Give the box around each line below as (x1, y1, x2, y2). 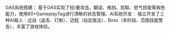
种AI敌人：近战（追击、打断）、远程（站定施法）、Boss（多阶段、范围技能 (5, 17, 159, 23)
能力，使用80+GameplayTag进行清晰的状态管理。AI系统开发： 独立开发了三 (5, 11, 165, 17)
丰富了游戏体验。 (16, 23, 53, 29)
